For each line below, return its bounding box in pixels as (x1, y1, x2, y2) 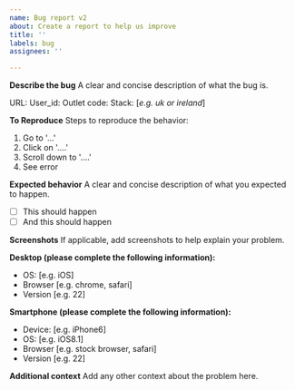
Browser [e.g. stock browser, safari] (22, 344, 157, 355)
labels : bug (9, 38, 54, 48)
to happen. (9, 189, 50, 200)
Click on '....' (22, 142, 69, 153)
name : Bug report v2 (9, 13, 88, 23)
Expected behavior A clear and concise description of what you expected (9, 179, 287, 190)
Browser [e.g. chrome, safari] (22, 279, 133, 290)
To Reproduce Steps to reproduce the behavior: (9, 115, 189, 126)
